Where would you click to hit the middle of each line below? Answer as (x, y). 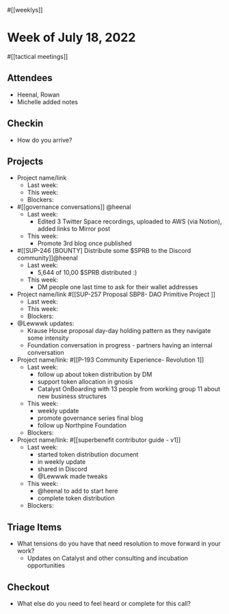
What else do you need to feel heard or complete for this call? (104, 603)
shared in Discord (62, 469)
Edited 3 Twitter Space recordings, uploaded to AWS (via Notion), (130, 221)
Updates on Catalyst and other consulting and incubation (108, 558)
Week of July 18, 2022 (71, 38)
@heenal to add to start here (78, 491)
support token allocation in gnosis (85, 382)
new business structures (72, 396)
